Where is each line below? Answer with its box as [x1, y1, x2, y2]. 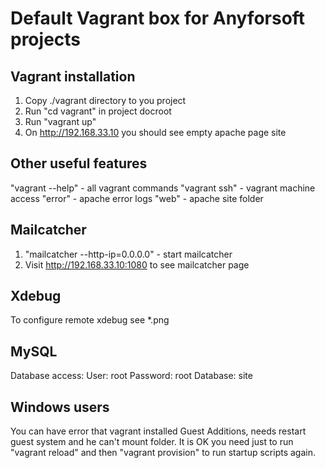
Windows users [10, 398, 110, 416]
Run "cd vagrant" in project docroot [24, 105, 172, 117]
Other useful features [10, 155, 148, 172]
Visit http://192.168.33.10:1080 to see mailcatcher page [24, 258, 250, 271]
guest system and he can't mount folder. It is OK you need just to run [10, 436, 294, 448]
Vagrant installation [10, 68, 136, 85]
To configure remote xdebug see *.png [10, 314, 170, 326]
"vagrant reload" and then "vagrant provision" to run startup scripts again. [10, 447, 316, 459]
